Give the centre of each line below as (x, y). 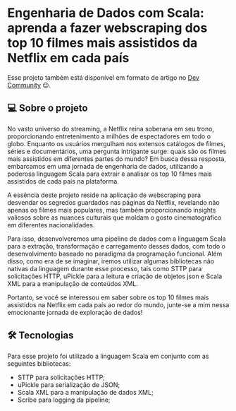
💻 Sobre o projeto (48, 108)
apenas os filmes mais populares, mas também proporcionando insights (112, 210)
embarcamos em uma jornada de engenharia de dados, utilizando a (105, 166)
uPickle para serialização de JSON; (69, 385)
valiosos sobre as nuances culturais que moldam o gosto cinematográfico (114, 218)
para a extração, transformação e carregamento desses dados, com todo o (116, 246)
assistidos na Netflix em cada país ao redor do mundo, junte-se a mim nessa (118, 304)
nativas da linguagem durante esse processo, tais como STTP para (105, 268)
